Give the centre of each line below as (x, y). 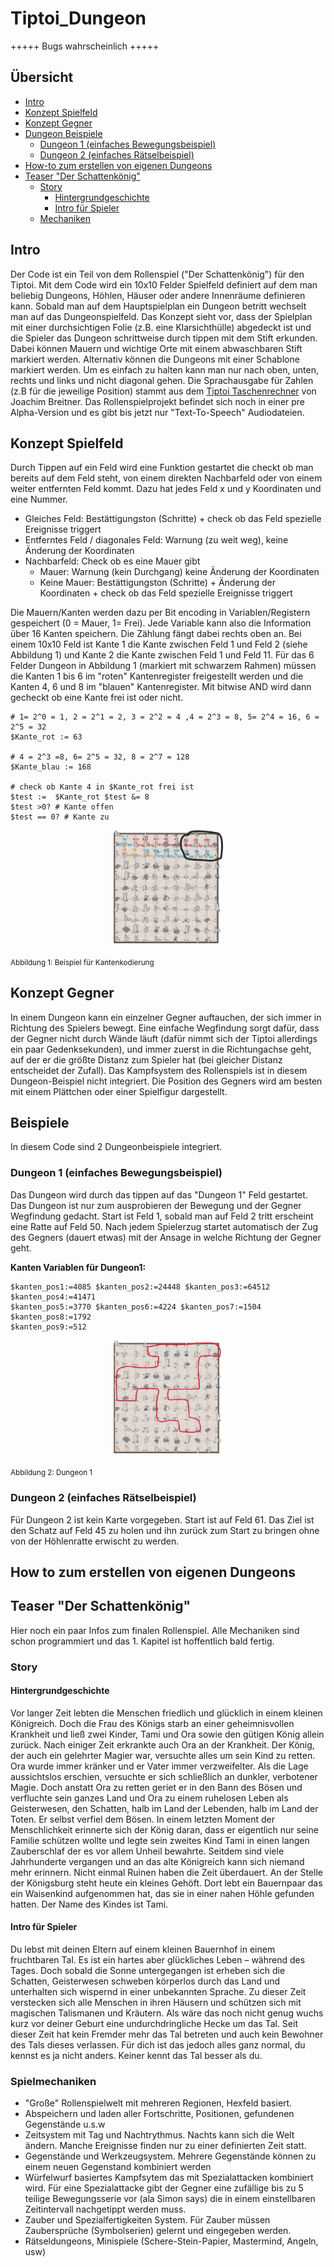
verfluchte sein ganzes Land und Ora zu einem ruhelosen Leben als (149, 1798)
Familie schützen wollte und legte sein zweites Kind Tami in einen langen (160, 1840)
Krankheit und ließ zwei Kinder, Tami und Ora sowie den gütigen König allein (167, 1734)
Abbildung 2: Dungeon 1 (51, 1473)
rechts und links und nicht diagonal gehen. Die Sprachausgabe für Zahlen (162, 380)
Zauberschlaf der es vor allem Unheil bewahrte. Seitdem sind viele (147, 1851)
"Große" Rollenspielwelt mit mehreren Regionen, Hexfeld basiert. (158, 2103)
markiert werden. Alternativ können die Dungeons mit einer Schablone (155, 359)
